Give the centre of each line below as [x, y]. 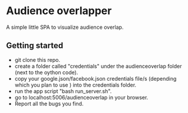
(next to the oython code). [46, 72]
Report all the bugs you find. [49, 104]
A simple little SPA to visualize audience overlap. [65, 27]
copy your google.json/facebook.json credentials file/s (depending [95, 78]
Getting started [35, 46]
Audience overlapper [59, 11]
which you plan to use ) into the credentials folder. [75, 85]
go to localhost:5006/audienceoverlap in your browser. [81, 97]
